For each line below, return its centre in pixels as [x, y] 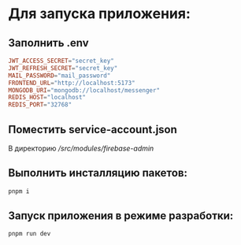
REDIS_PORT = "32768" [40, 105]
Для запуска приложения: [99, 14]
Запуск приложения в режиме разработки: [121, 216]
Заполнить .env [48, 43]
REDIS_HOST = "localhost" [47, 98]
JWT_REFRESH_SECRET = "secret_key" [63, 68]
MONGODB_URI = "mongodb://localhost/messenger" [84, 90]
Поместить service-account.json [93, 130]
